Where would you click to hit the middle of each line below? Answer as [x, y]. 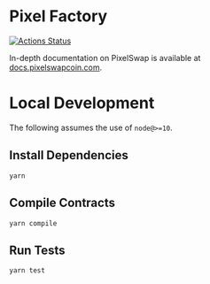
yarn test [27, 271]
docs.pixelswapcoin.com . [56, 67]
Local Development [82, 103]
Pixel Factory [58, 16]
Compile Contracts [62, 203]
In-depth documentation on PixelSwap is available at [105, 58]
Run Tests [37, 250]
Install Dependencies [69, 155]
